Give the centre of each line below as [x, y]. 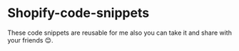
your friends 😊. [30, 40]
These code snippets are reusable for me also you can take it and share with [119, 33]
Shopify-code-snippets [78, 13]
